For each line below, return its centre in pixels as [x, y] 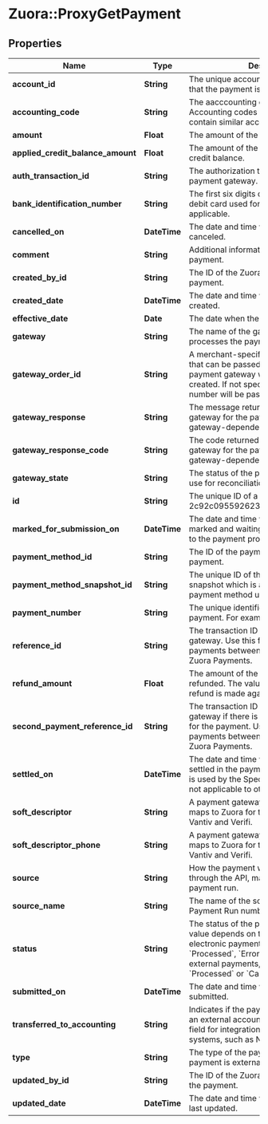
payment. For [214, 617]
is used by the [215, 779]
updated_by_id [41, 1080]
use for [202, 483]
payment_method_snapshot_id [72, 585]
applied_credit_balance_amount [75, 153]
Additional [208, 250]
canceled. [207, 237]
